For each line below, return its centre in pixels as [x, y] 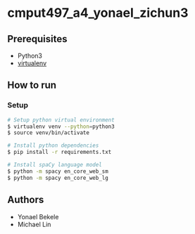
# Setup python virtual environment [61, 120]
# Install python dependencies [53, 145]
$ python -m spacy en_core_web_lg [58, 178]
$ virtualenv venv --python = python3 [61, 126]
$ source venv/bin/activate [49, 133]
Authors [26, 200]
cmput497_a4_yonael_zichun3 [98, 13]
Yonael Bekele [38, 216]
